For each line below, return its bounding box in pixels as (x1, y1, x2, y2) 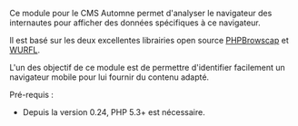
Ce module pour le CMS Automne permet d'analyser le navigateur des (9, 8, 273, 18)
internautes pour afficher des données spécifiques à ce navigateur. (9, 17, 261, 28)
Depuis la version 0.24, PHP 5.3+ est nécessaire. (22, 107, 206, 117)
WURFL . (9, 44, 41, 55)
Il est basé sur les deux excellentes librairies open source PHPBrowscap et (9, 35, 289, 45)
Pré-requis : (9, 90, 55, 100)
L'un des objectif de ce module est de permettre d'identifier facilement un (9, 63, 286, 73)
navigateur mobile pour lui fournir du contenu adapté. (9, 72, 210, 82)
